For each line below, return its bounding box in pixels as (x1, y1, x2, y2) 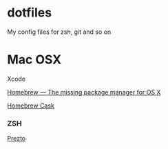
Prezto (7, 135, 26, 143)
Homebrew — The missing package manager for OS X (7, 88, 161, 96)
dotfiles (7, 5, 52, 21)
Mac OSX (7, 52, 62, 68)
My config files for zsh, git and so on (7, 28, 112, 36)
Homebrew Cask (7, 101, 55, 110)
